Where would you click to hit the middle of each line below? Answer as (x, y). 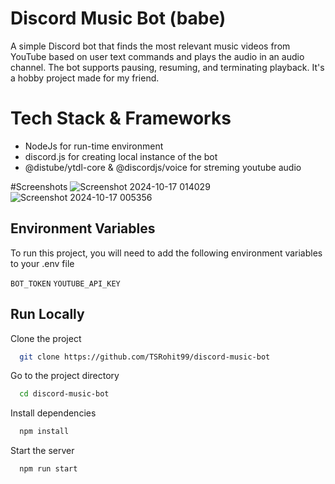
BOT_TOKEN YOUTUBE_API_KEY (65, 283)
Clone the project (46, 338)
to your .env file (42, 263)
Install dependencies (53, 413)
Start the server (42, 451)
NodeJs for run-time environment (94, 146)
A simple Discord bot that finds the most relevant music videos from (150, 46)
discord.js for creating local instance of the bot (121, 156)
